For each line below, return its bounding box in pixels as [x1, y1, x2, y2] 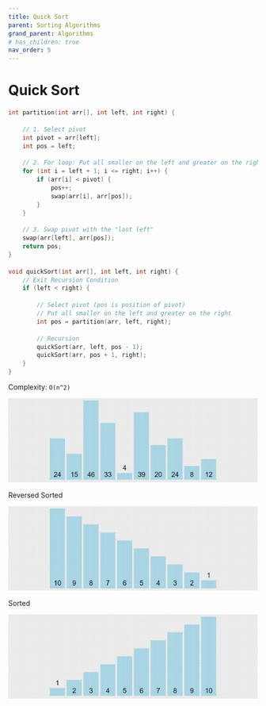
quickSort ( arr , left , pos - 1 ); [36, 343, 144, 351]
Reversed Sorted [8, 490, 63, 500]
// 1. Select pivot [22, 125, 87, 133]
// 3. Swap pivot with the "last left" [22, 226, 154, 234]
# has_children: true [8, 38, 80, 46]
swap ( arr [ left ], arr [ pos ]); [22, 234, 115, 242]
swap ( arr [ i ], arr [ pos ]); [50, 192, 133, 200]
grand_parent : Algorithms [8, 29, 93, 37]
